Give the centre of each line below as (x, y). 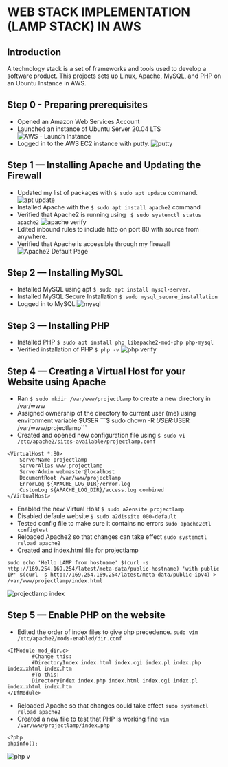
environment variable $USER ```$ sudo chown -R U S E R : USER (103, 420)
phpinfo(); (23, 744)
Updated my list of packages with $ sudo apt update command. (107, 192)
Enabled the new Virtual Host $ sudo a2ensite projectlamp (101, 509)
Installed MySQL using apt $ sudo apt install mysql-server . (104, 289)
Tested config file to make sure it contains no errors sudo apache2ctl (114, 524)
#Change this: (52, 656)
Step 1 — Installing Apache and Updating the (104, 165)
